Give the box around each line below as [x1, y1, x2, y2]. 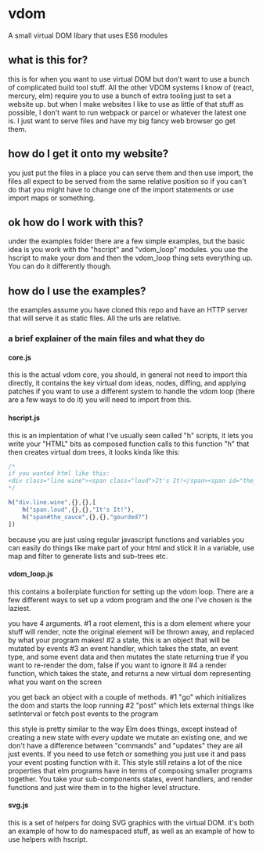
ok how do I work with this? [8, 215, 144, 229]
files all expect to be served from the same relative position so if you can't [8, 176, 247, 185]
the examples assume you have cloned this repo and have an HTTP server [8, 305, 248, 315]
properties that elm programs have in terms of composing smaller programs [8, 766, 253, 775]
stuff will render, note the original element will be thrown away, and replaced [8, 627, 254, 636]
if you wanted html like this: [8, 470, 110, 477]
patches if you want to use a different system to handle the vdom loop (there [8, 386, 255, 397]
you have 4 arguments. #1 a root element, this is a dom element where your [8, 618, 251, 628]
